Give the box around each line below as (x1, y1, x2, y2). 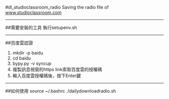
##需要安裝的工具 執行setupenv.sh (5, 24, 77, 30)
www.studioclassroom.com (5, 9, 62, 15)
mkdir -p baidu (12, 50, 44, 55)
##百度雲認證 (5, 40, 33, 45)
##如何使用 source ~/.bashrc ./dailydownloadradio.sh (5, 88, 116, 94)
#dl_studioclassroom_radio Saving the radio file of (5, 4, 109, 10)
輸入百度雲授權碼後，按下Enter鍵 (12, 72, 81, 78)
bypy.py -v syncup (12, 60, 52, 66)
